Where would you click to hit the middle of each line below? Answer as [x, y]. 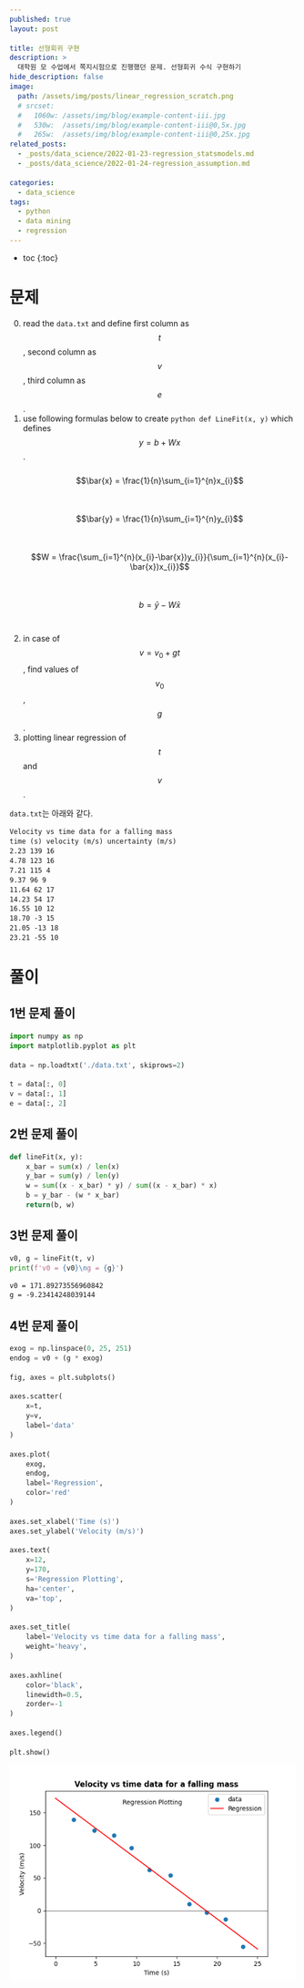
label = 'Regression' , [65, 1483]
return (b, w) [51, 1205]
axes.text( [30, 1550]
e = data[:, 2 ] [38, 1104]
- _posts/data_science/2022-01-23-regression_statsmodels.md [136, 154]
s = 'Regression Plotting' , [75, 1580]
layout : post [34, 29]
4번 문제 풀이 [44, 1326]
